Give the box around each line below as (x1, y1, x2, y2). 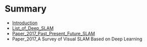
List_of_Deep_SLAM (12, 25, 54, 31)
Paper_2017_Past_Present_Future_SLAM (12, 30, 95, 36)
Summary (5, 3, 46, 15)
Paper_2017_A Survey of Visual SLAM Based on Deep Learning (12, 36, 142, 42)
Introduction (12, 20, 38, 26)
